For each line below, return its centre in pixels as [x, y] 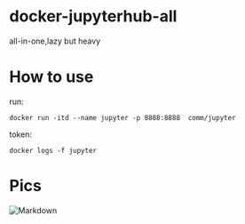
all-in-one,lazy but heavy [55, 41]
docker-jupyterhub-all [93, 16]
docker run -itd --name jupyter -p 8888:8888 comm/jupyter [123, 117]
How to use [51, 77]
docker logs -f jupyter [53, 150]
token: [21, 134]
